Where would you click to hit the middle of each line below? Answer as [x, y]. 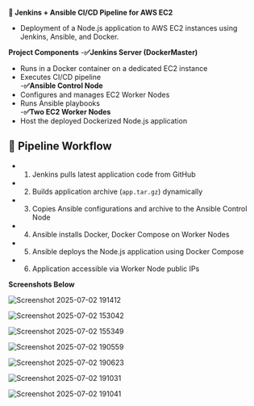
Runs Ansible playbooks [60, 103]
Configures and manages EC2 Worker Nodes [95, 94]
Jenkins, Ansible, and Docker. [69, 37]
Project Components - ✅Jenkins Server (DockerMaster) [103, 52]
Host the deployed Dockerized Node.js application [104, 121]
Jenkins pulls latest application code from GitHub [114, 174]
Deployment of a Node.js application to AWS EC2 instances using [129, 28]
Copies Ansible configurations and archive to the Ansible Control [139, 208]
